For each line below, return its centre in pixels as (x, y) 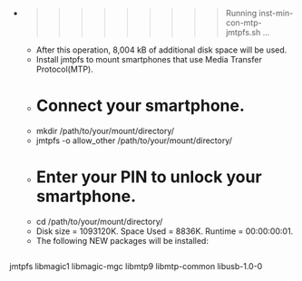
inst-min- (276, 13)
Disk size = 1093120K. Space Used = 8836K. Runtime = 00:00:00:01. (165, 231)
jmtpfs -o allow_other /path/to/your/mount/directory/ (134, 140)
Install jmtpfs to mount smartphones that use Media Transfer (149, 59)
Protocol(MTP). (64, 69)
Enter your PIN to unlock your (149, 177)
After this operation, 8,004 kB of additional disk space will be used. (161, 50)
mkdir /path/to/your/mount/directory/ (105, 131)
